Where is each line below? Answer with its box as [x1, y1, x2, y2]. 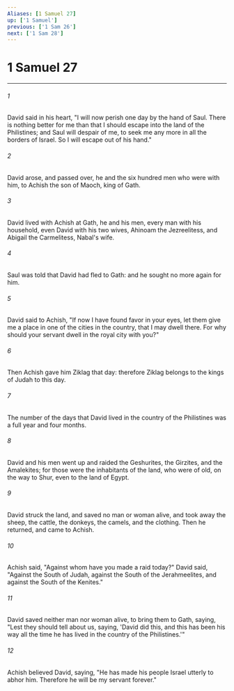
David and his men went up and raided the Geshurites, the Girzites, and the [7, 458, 223, 466]
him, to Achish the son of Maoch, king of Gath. [7, 181, 141, 189]
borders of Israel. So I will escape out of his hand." [7, 135, 152, 144]
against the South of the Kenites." [7, 578, 103, 586]
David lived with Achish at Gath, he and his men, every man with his [7, 218, 202, 227]
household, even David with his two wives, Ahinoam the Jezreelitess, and [7, 225, 218, 234]
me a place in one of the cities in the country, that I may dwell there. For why [7, 323, 226, 332]
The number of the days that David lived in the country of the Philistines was [7, 413, 226, 422]
